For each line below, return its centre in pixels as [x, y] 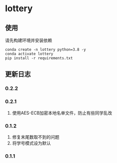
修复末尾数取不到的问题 [36, 137]
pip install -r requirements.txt [39, 58]
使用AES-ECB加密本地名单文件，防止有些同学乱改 [62, 113]
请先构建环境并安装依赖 [29, 40]
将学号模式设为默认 [31, 143]
